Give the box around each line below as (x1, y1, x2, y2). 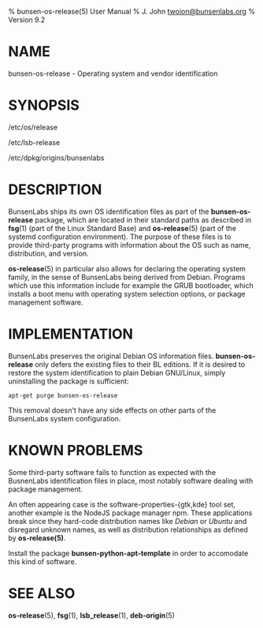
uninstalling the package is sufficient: (8, 376, 129, 386)
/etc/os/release (8, 122, 57, 132)
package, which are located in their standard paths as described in (35, 215, 252, 224)
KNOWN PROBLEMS (8, 441, 143, 459)
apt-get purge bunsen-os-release (8, 391, 118, 399)
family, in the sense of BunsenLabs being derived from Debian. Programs (8, 272, 246, 282)
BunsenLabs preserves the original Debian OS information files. (8, 351, 214, 361)
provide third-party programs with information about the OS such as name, (8, 240, 251, 249)
